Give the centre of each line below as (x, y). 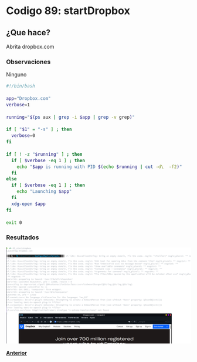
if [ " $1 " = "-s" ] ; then (39, 130)
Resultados (23, 237)
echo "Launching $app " (44, 192)
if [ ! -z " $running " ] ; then (44, 154)
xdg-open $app (28, 204)
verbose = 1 (18, 105)
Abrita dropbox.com (30, 46)
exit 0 (14, 222)
